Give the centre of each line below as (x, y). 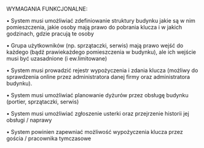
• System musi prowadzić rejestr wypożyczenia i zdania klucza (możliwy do (102, 70)
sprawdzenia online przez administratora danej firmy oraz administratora (98, 77)
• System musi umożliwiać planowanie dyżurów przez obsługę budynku (97, 95)
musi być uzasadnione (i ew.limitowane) (57, 58)
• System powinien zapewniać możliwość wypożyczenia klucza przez (95, 132)
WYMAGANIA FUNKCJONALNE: (47, 9)
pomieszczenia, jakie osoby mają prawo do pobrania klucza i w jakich (94, 27)
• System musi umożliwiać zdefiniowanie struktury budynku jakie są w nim (101, 20)
